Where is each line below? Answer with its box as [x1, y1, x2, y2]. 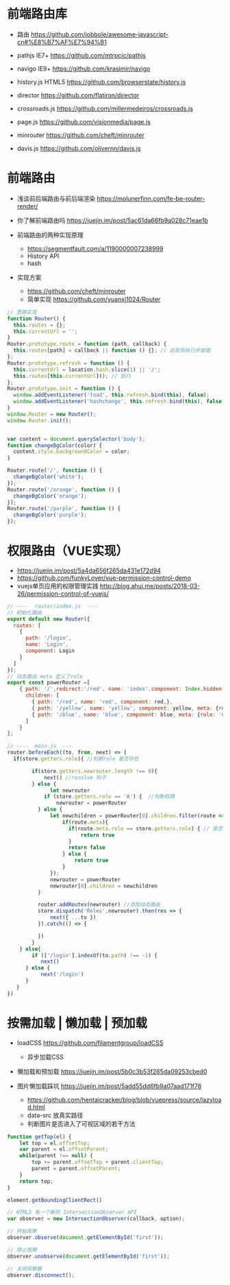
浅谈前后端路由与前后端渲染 [16, 194, 96, 202]
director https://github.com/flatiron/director [16, 91, 140, 99]
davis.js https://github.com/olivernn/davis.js [16, 144, 142, 152]
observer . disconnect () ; [7, 1271, 75, 1279]
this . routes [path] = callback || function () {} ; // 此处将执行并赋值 [13, 347, 211, 354]
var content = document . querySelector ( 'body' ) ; [7, 435, 146, 442]
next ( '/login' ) [40, 971, 84, 978]
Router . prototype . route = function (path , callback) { [7, 341, 167, 348]
